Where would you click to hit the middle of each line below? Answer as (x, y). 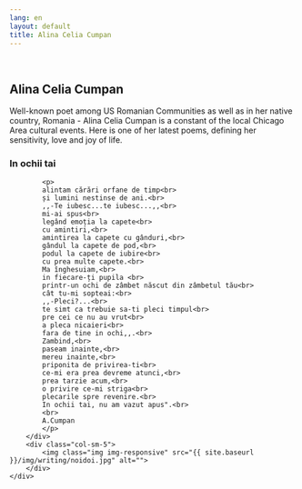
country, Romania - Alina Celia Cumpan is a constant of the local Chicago (147, 121)
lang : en (26, 18)
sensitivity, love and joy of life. (66, 140)
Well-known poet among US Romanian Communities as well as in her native (151, 111)
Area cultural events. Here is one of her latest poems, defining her (133, 130)
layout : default (40, 26)
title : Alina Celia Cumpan (60, 35)
